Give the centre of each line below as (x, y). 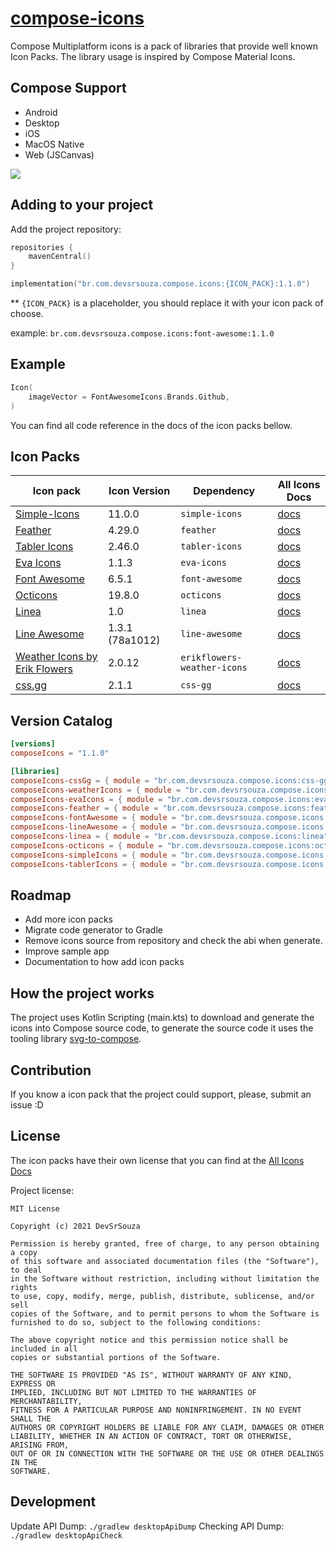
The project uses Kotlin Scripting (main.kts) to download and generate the (162, 1018)
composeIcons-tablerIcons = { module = (93, 864)
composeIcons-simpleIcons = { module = (93, 855)
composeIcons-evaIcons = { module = (86, 799)
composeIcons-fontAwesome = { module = (93, 818)
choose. (27, 314)
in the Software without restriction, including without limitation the (165, 1278)
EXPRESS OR (33, 1383)
